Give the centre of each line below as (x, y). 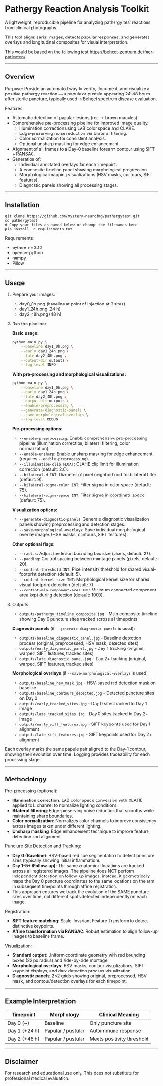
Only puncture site (111, 1023)
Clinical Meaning (119, 1015)
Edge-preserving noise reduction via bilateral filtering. (73, 133)
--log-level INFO (38, 365)
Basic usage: (25, 333)
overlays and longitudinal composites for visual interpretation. (67, 42)
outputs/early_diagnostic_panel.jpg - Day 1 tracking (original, (82, 648)
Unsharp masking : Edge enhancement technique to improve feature (80, 831)
